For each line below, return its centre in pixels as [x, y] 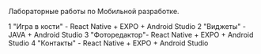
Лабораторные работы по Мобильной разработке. [94, 11]
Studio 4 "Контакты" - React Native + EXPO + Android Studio [108, 43]
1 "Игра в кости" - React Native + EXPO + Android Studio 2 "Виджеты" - [127, 26]
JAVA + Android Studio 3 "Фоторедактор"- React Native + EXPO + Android [131, 35]
